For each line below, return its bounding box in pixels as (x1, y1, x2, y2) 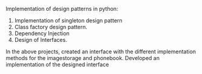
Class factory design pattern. (14, 24, 87, 30)
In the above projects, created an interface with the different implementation (5, 48, 197, 55)
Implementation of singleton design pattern (14, 17, 123, 24)
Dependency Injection (14, 30, 70, 37)
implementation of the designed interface (5, 61, 109, 68)
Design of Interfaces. (14, 36, 67, 43)
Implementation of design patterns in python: (5, 5, 119, 12)
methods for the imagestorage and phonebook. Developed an (5, 55, 160, 61)
